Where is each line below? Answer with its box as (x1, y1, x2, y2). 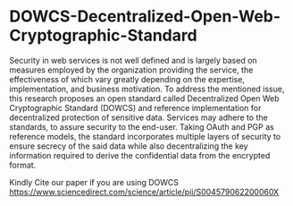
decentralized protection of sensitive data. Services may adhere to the (9, 112, 268, 123)
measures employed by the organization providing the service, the (9, 64, 254, 75)
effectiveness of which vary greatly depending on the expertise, (9, 73, 246, 84)
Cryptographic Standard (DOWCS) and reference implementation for (9, 102, 262, 113)
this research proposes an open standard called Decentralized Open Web (9, 92, 280, 104)
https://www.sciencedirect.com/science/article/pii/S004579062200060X (9, 186, 280, 197)
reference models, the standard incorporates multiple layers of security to (9, 131, 281, 142)
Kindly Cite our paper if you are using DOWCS (9, 176, 180, 187)
